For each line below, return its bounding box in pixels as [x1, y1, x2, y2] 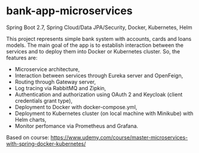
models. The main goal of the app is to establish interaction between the [6, 42, 184, 49]
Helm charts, [14, 116, 46, 123]
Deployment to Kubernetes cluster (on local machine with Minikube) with [14, 110, 194, 117]
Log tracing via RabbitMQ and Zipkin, [14, 84, 106, 91]
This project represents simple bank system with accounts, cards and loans [6, 35, 192, 42]
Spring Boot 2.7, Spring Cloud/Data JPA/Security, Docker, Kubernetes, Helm [6, 24, 192, 31]
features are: [6, 54, 38, 61]
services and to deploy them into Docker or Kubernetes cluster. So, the [6, 47, 181, 55]
